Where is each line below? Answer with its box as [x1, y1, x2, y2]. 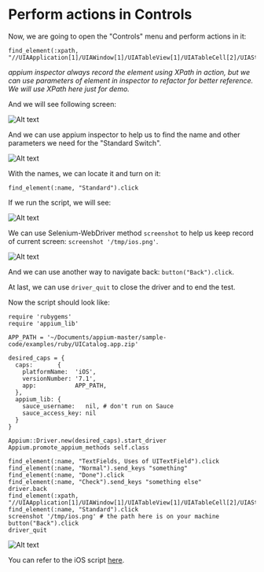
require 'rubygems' [8, 312, 72, 320]
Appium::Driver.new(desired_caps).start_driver [8, 437, 167, 445]
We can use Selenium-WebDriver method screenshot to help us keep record [8, 228, 254, 238]
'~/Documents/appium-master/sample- [46, 333, 167, 341]
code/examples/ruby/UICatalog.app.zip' [8, 340, 139, 348]
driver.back [8, 485, 47, 493]
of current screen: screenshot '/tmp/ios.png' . [8, 236, 159, 245]
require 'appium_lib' [8, 319, 79, 327]
